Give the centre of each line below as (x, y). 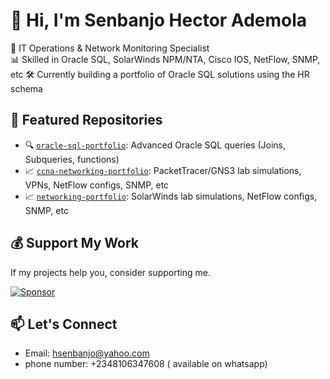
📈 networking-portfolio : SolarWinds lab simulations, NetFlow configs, (171, 196)
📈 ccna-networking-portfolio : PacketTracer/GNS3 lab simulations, (163, 170)
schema (26, 88)
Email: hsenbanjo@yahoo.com (87, 353)
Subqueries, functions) (72, 159)
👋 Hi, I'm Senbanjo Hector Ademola (159, 20)
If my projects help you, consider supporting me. (110, 272)
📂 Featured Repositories (86, 120)
